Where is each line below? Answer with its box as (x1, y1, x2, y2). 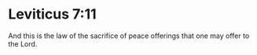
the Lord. (8, 39, 38, 48)
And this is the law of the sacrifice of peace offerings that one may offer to (8, 31, 250, 40)
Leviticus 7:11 (8, 5, 97, 23)
